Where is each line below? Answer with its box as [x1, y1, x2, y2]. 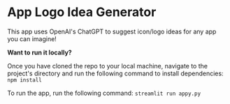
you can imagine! [7, 34, 57, 43]
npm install [7, 76, 42, 84]
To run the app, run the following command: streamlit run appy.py [7, 89, 201, 97]
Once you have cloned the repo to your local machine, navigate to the [7, 61, 208, 70]
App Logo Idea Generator [7, 4, 157, 20]
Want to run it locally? [7, 48, 72, 57]
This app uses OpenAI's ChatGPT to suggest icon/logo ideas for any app [7, 27, 217, 36]
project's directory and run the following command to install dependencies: [7, 69, 224, 77]
